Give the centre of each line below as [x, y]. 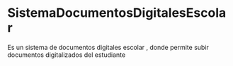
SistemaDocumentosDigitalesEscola [117, 13]
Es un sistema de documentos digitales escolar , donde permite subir [108, 47]
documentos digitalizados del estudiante [67, 55]
